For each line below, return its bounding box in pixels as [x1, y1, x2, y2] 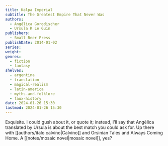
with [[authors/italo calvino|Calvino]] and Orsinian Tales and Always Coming [5, 130, 163, 135]
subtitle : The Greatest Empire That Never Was [5, 12, 105, 17]
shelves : [5, 68, 24, 73]
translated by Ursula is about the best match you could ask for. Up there [5, 124, 154, 130]
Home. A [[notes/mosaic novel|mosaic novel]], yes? [5, 135, 112, 141]
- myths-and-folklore [10, 91, 55, 96]
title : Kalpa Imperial [5, 7, 53, 13]
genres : [5, 54, 22, 59]
